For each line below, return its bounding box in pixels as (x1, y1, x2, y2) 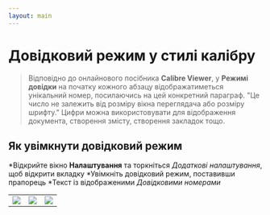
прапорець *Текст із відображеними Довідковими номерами (8, 178, 222, 188)
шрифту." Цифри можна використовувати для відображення (27, 107, 236, 117)
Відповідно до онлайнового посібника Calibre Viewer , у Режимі (27, 73, 248, 83)
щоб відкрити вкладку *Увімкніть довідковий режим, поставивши (8, 169, 235, 179)
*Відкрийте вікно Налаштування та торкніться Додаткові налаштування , (8, 160, 263, 170)
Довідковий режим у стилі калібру (8, 46, 256, 64)
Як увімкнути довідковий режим (8, 139, 183, 153)
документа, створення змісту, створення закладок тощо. (27, 116, 226, 126)
